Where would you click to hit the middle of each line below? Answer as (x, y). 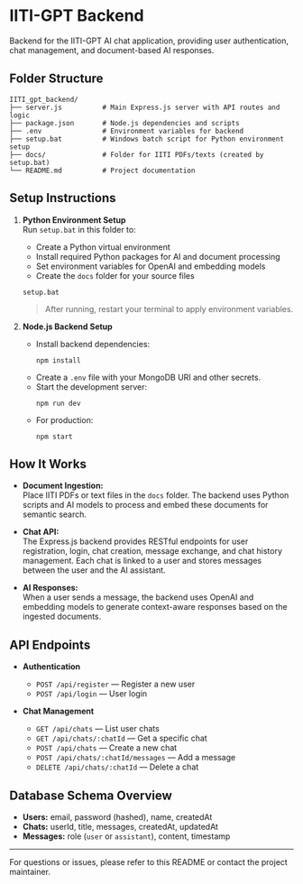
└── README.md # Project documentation (102, 170)
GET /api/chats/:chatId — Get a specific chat (121, 738)
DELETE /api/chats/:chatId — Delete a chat (117, 767)
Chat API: (41, 532)
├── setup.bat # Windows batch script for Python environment (147, 139)
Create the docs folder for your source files (115, 275)
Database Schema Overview (91, 795)
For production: (64, 419)
